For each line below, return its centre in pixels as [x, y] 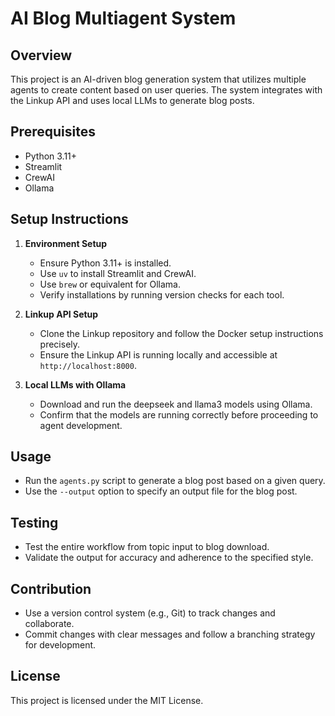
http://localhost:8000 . [88, 365]
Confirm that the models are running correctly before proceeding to [179, 414]
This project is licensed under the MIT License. [107, 700]
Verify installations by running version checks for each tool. [162, 294]
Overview [41, 55]
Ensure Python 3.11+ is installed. [105, 263]
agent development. [81, 425]
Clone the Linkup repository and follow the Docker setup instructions [181, 333]
